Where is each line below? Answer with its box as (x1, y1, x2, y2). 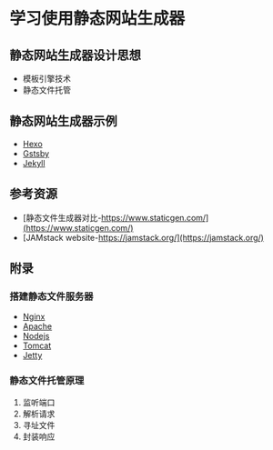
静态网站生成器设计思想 (9, 47, 141, 63)
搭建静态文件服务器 (9, 290, 94, 303)
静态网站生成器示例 (9, 114, 117, 129)
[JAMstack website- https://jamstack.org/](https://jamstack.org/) (22, 232, 264, 243)
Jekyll (22, 157, 45, 168)
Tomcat (22, 340, 52, 351)
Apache (22, 321, 53, 332)
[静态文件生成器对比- (22, 212, 102, 223)
